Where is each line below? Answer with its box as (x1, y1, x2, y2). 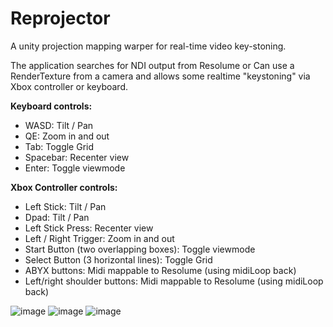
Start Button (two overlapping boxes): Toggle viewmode (24, 243, 256, 255)
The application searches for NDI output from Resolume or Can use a (10, 59, 295, 71)
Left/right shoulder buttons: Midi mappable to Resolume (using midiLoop (24, 275, 324, 287)
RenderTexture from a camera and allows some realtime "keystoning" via (10, 70, 311, 82)
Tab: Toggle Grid (24, 140, 95, 152)
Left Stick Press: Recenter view (24, 222, 154, 234)
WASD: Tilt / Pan (24, 119, 94, 131)
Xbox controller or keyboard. (10, 80, 129, 92)
